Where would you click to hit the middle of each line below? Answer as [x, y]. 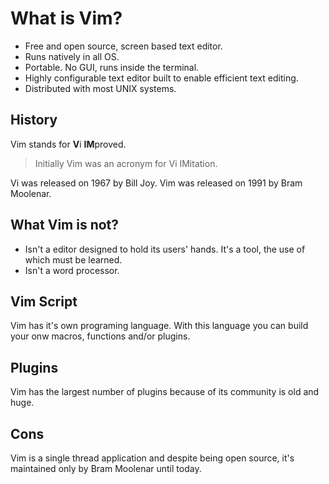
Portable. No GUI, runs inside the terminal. [112, 67]
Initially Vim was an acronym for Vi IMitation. [126, 163]
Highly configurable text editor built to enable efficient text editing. [161, 78]
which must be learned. [73, 259]
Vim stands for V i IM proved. [68, 144]
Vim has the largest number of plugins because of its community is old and [165, 392]
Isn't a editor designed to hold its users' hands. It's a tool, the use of [165, 249]
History [34, 120]
